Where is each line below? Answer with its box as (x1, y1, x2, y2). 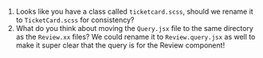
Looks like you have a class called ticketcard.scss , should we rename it (15, 7, 253, 16)
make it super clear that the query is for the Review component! (15, 41, 226, 50)
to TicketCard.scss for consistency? (15, 15, 135, 25)
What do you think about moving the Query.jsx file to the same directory (15, 24, 253, 33)
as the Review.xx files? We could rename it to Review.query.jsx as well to (15, 32, 256, 41)
